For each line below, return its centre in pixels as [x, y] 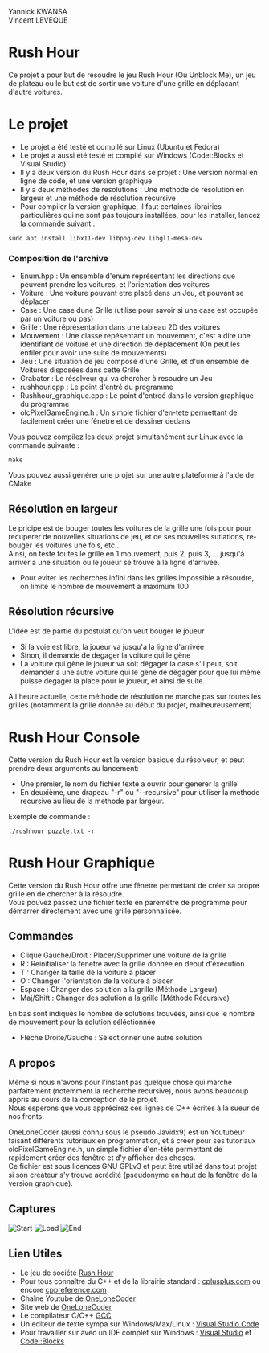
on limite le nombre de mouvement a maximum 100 [104, 586]
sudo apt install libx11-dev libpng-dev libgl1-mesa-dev [106, 238]
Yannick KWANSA [38, 12]
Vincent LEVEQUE [38, 20]
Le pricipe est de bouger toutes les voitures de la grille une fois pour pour [130, 528]
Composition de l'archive [58, 258]
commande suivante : [44, 445]
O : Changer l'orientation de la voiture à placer [96, 981]
